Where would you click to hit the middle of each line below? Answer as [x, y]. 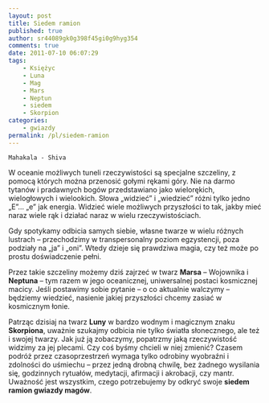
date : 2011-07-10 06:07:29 [53, 53]
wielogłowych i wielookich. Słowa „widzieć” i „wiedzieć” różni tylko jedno [129, 198]
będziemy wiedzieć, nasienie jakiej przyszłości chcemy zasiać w [115, 298]
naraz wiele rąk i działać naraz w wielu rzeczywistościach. [105, 215]
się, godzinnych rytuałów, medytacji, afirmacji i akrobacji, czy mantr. [121, 373]
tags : [17, 61]
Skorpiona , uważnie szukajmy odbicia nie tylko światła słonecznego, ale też [134, 330]
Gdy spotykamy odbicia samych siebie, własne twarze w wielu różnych [126, 231]
